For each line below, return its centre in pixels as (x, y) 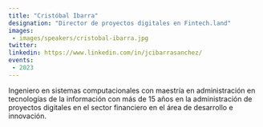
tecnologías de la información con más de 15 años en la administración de (130, 99)
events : (21, 61)
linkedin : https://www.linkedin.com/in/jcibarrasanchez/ (105, 53)
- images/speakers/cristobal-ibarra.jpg (80, 38)
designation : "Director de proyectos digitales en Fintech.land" (119, 23)
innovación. (27, 116)
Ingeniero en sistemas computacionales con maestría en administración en (132, 90)
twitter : (23, 46)
